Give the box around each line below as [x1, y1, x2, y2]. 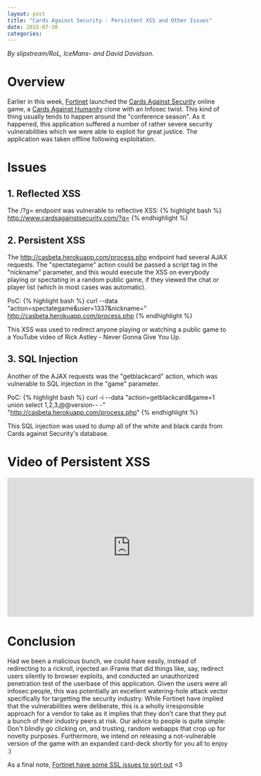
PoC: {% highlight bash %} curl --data [7, 297, 118, 305]
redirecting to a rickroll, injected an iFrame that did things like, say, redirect [7, 664, 224, 672]
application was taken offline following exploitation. [7, 135, 156, 143]
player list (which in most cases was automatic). [7, 283, 146, 291]
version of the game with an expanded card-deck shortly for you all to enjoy [7, 739, 228, 748]
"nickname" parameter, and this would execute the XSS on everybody [7, 268, 210, 276]
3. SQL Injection [7, 353, 79, 365]
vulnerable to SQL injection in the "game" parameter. [7, 379, 160, 388]
